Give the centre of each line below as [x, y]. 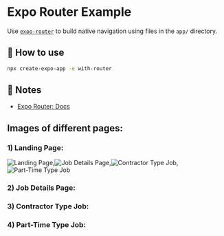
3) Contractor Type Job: [48, 206]
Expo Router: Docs [43, 107]
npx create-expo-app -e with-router [59, 68]
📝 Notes [24, 90]
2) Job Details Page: [41, 188]
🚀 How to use [36, 53]
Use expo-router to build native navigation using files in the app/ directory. [112, 31]
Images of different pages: [65, 128]
